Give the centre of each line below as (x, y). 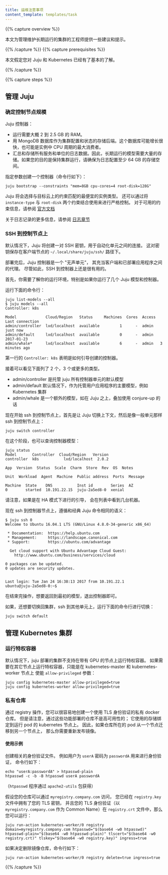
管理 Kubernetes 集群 (39, 633)
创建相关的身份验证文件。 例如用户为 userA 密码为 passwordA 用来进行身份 (81, 756)
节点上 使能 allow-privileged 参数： (58, 673)
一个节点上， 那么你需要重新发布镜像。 (58, 731)
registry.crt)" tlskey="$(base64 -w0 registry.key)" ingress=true (76, 838)
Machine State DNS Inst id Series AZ (69, 485)
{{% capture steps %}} (29, 79)
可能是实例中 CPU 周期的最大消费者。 (65, 147)
